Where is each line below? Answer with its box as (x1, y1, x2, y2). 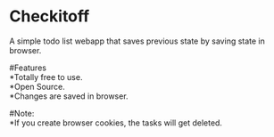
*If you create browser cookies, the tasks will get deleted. (9, 117, 223, 128)
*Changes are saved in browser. (9, 91, 129, 101)
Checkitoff (9, 6, 90, 27)
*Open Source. (9, 81, 65, 92)
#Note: (9, 108, 35, 118)
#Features (9, 62, 47, 73)
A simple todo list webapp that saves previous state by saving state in (9, 36, 266, 46)
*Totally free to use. (9, 71, 83, 82)
